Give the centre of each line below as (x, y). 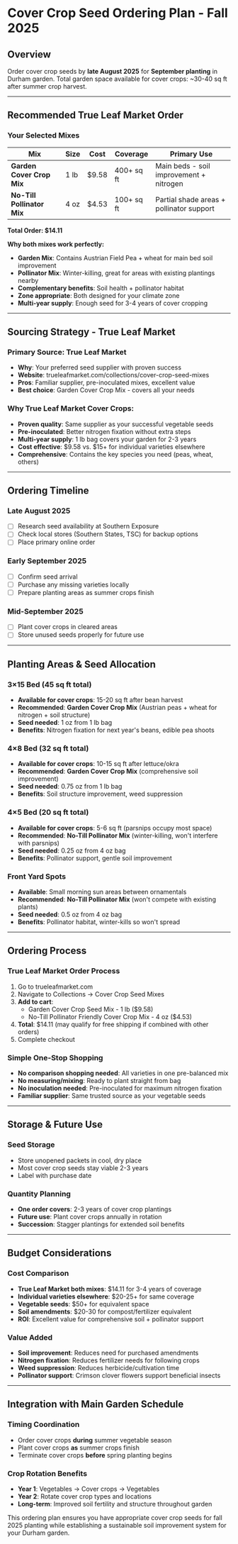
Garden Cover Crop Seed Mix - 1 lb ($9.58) (91, 1009)
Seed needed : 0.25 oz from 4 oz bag (72, 850)
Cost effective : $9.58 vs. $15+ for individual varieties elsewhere (111, 446)
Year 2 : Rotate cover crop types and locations (85, 1496)
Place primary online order (56, 542)
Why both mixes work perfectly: (56, 244)
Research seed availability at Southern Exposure (88, 526)
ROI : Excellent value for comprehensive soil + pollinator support (110, 1319)
